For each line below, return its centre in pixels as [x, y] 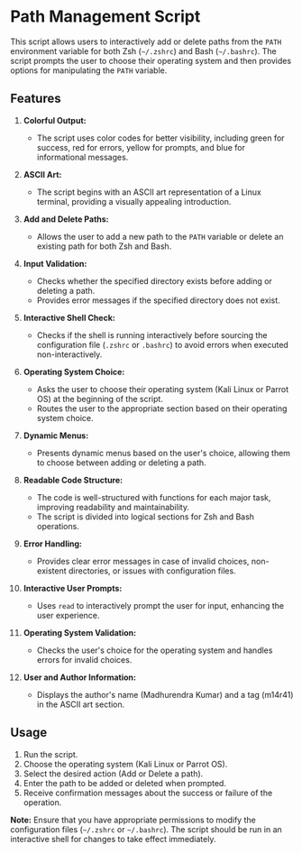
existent [51, 571]
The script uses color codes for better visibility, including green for [160, 138]
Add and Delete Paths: [66, 219]
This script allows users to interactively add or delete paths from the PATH [146, 41]
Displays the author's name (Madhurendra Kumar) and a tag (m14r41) [165, 694]
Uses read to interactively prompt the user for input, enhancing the [160, 605]
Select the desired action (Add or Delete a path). [113, 774]
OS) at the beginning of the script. [100, 399]
